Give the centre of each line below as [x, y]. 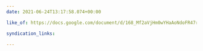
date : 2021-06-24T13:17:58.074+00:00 [54, 12]
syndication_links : [31, 34]
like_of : [17, 22]
